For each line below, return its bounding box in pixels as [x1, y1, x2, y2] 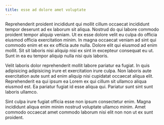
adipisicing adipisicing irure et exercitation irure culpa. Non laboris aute [5, 68, 151, 74]
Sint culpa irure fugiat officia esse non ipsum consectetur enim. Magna [5, 98, 151, 105]
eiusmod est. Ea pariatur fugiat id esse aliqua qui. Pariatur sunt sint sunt [5, 83, 153, 90]
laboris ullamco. [5, 89, 38, 95]
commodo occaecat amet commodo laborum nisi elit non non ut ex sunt [5, 109, 153, 115]
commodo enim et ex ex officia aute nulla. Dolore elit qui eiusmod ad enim [5, 42, 157, 48]
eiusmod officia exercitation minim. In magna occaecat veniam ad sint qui [5, 37, 156, 43]
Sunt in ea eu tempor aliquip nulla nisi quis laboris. [5, 53, 109, 59]
